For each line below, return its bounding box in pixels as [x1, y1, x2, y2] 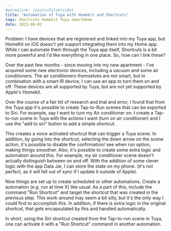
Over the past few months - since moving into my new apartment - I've [5, 62, 154, 68]
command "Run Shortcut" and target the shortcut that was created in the [5, 190, 158, 196]
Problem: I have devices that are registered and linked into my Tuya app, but [5, 36, 165, 42]
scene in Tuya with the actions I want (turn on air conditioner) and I [19, 115, 161, 122]
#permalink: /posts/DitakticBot [5, 7, 74, 13]
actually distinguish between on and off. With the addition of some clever [5, 158, 159, 164]
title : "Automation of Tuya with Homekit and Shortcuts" [5, 12, 129, 17]
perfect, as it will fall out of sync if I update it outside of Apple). [5, 169, 138, 175]
